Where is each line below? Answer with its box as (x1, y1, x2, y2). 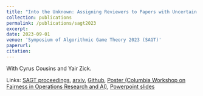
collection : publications (6, 14, 72, 21)
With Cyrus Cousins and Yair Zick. (6, 65, 92, 72)
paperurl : (6, 43, 32, 49)
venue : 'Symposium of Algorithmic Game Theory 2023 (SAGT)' (6, 37, 162, 43)
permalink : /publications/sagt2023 (6, 20, 97, 26)
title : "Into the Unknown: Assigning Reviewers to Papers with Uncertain (6, 8, 198, 15)
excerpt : (6, 25, 29, 32)
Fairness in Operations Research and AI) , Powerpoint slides (6, 83, 155, 90)
